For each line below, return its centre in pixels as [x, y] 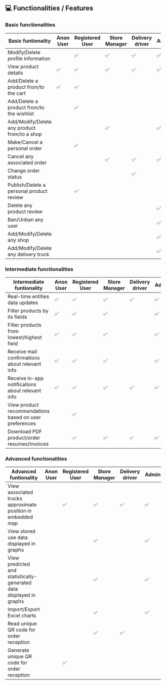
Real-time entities [28, 296]
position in [20, 511]
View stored [21, 531]
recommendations [29, 411]
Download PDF [25, 431]
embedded [20, 517]
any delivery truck [28, 254]
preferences [22, 423]
